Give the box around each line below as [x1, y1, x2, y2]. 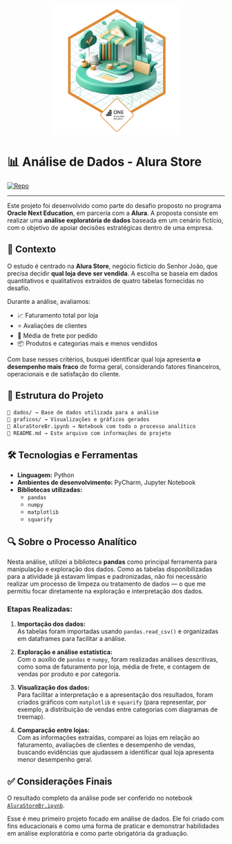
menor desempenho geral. [17, 756, 93, 764]
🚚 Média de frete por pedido [17, 331, 98, 340]
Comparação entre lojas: [17, 726, 90, 734]
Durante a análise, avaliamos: [7, 297, 91, 305]
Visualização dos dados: [17, 683, 90, 692]
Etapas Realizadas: [7, 604, 72, 614]
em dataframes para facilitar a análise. [17, 635, 126, 643]
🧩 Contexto [7, 244, 57, 256]
